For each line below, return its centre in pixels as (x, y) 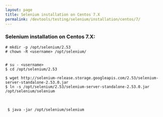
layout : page (19, 10)
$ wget (12, 78)
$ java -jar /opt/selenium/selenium (46, 109)
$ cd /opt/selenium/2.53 (31, 69)
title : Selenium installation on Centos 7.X (53, 15)
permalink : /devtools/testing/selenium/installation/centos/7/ (73, 19)
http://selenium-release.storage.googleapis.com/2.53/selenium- (90, 78)
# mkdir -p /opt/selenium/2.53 (38, 47)
